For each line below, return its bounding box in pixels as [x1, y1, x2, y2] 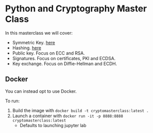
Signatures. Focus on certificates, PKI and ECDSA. [12, 55, 116, 61]
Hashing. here [12, 45, 41, 51]
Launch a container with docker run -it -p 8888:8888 [12, 113, 123, 119]
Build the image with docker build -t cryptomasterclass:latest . [12, 107, 149, 113]
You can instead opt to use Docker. [5, 88, 77, 94]
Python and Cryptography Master [5, 3, 147, 14]
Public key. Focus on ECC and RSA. [12, 50, 85, 56]
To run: [5, 98, 20, 104]
